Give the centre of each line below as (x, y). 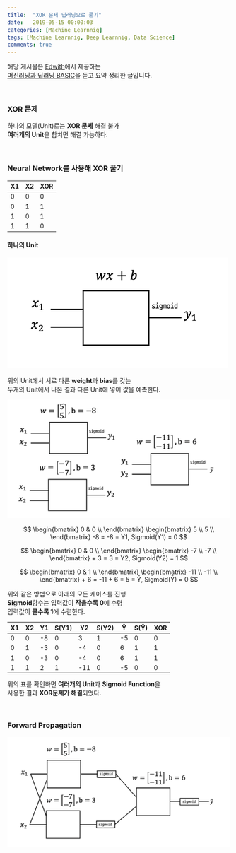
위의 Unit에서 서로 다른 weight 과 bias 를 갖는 (69, 380)
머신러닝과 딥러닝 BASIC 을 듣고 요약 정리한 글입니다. (80, 76)
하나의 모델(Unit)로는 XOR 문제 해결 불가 (63, 126)
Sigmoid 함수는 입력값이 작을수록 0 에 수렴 (65, 603)
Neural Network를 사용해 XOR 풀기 (65, 168)
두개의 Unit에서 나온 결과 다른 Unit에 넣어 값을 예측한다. (84, 389)
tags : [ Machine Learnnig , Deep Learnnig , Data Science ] (91, 37)
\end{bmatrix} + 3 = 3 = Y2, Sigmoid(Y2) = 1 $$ (119, 558)
